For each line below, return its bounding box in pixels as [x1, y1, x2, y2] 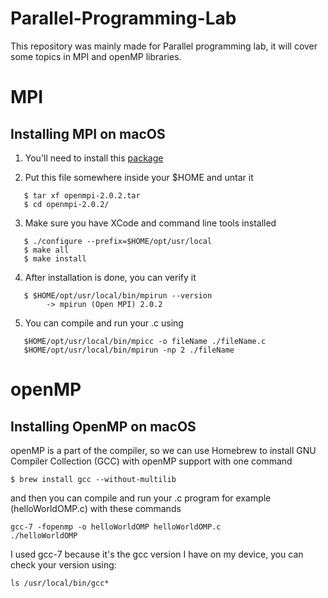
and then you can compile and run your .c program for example [10, 492, 272, 504]
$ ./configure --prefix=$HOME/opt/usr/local [23, 236, 213, 246]
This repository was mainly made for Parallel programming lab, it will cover [10, 40, 318, 52]
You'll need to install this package [24, 152, 164, 164]
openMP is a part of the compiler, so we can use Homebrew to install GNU [10, 444, 317, 456]
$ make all [23, 245, 70, 255]
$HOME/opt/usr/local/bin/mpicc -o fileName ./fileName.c [23, 336, 267, 346]
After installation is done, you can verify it [24, 271, 197, 283]
